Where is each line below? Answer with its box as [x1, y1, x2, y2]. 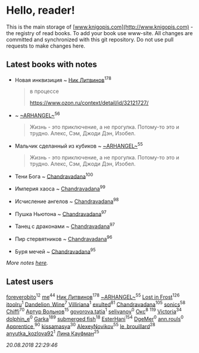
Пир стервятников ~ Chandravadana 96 [14, 235, 113, 242]
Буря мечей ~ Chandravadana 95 [14, 246, 96, 255]
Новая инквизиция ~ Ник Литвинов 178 [14, 75, 111, 83]
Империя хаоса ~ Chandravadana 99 [14, 184, 105, 192]
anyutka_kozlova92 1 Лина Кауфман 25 [6, 329, 99, 337]
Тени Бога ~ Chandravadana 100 [14, 171, 94, 180]
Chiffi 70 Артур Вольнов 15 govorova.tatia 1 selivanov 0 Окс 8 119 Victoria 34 [6, 307, 182, 315]
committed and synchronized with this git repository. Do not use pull [6, 36, 174, 43]
